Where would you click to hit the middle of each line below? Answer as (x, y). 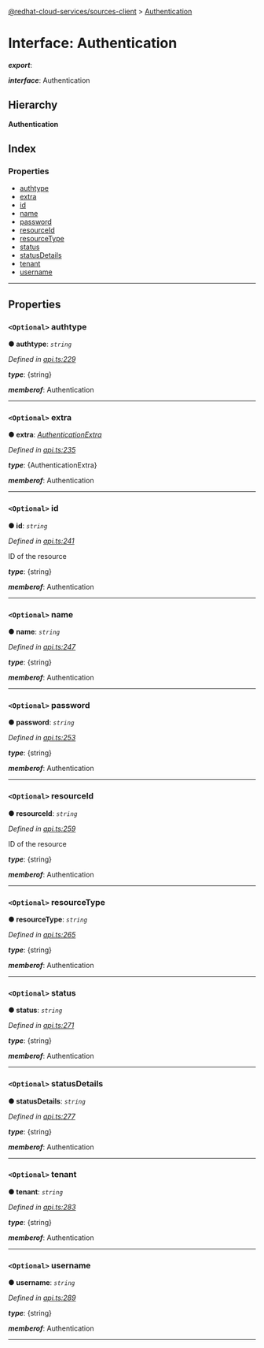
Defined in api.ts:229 (42, 359)
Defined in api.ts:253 (42, 738)
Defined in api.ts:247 (42, 647)
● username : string (42, 1283)
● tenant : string (36, 1192)
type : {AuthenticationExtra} (53, 465)
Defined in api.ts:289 (42, 1298)
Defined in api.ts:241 (41, 541)
